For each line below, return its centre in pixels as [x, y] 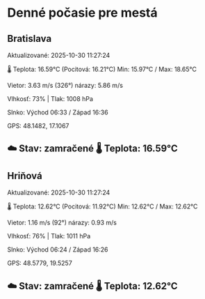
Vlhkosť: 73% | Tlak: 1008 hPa [50, 99]
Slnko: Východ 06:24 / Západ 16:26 [58, 250]
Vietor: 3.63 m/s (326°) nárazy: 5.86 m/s [65, 85]
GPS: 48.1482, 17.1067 [38, 126]
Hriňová [25, 176]
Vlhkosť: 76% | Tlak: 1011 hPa [49, 236]
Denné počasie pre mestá [82, 13]
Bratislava [30, 39]
